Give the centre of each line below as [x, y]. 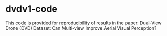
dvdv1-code [32, 9]
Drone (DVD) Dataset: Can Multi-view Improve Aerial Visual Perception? [81, 28]
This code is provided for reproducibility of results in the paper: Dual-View [83, 23]
